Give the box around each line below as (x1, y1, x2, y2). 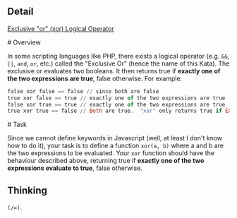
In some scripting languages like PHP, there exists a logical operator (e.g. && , (7, 52, 230, 60)
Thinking (7, 184, 48, 196)
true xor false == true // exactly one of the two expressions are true (7, 95, 226, 102)
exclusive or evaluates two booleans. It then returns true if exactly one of (7, 66, 221, 75)
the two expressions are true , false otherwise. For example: (7, 74, 183, 83)
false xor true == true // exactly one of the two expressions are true (7, 101, 226, 108)
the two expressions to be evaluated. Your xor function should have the (7, 149, 215, 157)
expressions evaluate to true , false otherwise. (7, 164, 143, 172)
